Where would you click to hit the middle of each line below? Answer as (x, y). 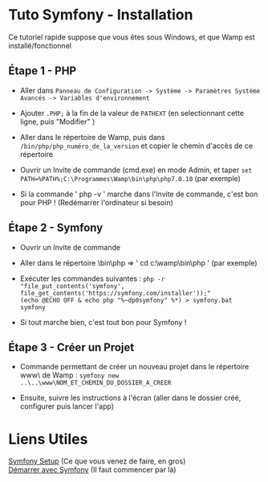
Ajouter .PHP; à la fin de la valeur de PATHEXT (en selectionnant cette (132, 113)
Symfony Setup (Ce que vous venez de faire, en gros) (97, 461)
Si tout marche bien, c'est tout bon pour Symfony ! (103, 322)
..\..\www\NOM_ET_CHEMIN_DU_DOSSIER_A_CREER (95, 383)
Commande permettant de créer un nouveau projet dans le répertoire (134, 367)
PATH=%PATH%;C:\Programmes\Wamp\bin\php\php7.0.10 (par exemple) (130, 178)
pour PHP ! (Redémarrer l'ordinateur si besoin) (97, 202)
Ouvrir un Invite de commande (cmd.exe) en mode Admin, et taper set (136, 170)
